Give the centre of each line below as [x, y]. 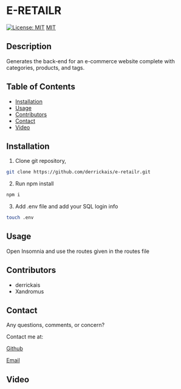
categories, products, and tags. [46, 67]
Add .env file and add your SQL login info [67, 207]
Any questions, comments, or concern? [56, 325]
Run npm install [34, 184]
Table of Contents [41, 87]
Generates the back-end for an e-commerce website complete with [90, 61]
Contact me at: [25, 337]
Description [29, 46]
